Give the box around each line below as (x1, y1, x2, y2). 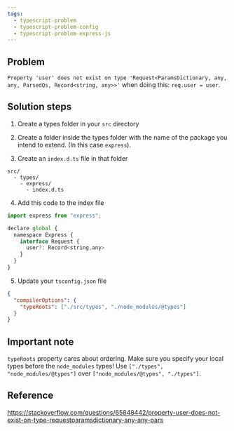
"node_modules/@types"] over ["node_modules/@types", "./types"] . (7, 369, 201, 378)
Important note (7, 336, 74, 347)
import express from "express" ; (7, 212, 102, 219)
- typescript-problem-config (13, 23, 99, 30)
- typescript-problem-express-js (13, 29, 111, 37)
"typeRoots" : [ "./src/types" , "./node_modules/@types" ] (20, 303, 187, 310)
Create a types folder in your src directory (17, 119, 139, 128)
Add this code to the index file (17, 198, 104, 207)
